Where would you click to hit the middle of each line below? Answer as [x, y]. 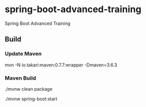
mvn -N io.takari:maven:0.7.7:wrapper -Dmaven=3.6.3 [61, 65]
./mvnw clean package [29, 89]
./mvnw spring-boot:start [31, 99]
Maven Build [20, 78]
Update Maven [23, 54]
